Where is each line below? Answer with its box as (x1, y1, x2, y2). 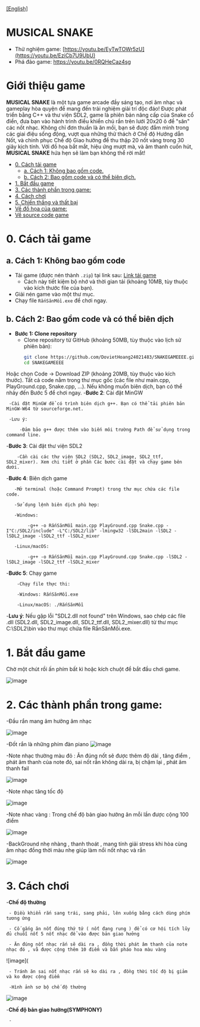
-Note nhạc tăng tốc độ (6, 788, 64, 795)
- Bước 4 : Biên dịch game (6, 475, 67, 482)
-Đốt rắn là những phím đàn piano (6, 741, 89, 748)
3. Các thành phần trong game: (14, 186, 91, 193)
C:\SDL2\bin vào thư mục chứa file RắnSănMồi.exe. (6, 625, 132, 633)
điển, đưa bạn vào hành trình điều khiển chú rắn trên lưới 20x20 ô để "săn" (6, 117, 190, 124)
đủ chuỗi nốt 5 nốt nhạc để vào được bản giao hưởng (6, 931, 140, 937)
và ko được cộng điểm (6, 974, 60, 980)
